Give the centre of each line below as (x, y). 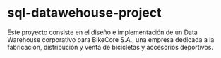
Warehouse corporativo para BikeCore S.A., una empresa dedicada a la (111, 39)
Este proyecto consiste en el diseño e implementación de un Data (102, 32)
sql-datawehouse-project (84, 13)
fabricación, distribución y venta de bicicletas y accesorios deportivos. (110, 47)
